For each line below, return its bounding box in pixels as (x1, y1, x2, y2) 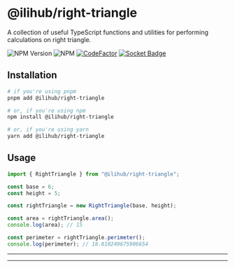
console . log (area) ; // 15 (7, 222, 83, 229)
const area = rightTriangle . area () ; (7, 215, 114, 222)
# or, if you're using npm (7, 107, 86, 114)
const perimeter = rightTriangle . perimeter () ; (7, 234, 145, 241)
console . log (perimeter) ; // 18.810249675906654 (7, 240, 149, 248)
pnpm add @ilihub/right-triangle (7, 94, 105, 101)
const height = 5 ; (7, 190, 61, 197)
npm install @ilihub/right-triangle (7, 113, 114, 120)
